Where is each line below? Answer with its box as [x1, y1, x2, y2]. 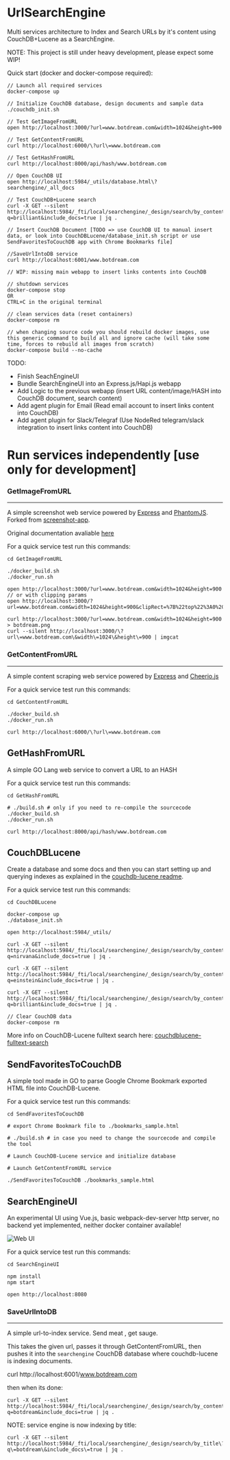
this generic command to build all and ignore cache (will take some [7, 335, 210, 342]
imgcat [159, 634, 179, 641]
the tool [7, 1141, 32, 1148]
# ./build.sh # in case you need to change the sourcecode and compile [7, 1135, 216, 1142]
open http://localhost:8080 [7, 1291, 88, 1298]
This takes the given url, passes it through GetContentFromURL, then [7, 1342, 202, 1351]
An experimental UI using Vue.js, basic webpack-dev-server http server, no [7, 1213, 220, 1221]
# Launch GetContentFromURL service [7, 1165, 112, 1172]
